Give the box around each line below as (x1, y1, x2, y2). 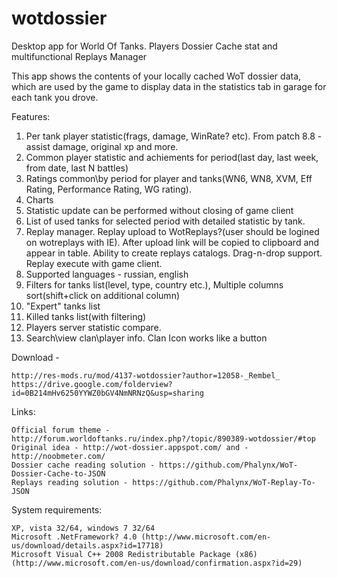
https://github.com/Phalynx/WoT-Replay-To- (132, 477, 316, 487)
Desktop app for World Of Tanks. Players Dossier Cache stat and (11, 40, 278, 52)
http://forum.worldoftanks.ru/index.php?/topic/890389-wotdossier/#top (11, 433, 316, 444)
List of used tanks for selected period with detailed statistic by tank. (25, 215, 306, 227)
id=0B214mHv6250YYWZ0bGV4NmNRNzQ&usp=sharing (11, 388, 204, 398)
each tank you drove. (11, 91, 99, 103)
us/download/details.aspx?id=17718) (11, 540, 164, 551)
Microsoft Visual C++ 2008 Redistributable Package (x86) (11, 549, 258, 559)
